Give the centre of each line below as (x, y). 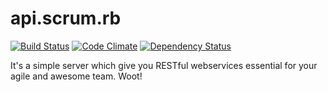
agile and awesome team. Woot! (76, 76)
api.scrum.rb (66, 18)
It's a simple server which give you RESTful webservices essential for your (164, 65)
